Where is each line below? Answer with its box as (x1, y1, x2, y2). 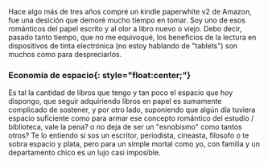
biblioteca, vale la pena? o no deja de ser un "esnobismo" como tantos (8, 122, 243, 132)
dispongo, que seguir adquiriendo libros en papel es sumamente (8, 97, 223, 106)
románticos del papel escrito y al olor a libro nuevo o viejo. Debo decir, (8, 24, 242, 33)
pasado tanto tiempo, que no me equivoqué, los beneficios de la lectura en (8, 32, 257, 42)
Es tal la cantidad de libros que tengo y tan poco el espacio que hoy (8, 88, 233, 97)
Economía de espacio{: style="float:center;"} (8, 69, 192, 80)
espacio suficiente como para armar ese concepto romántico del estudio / (8, 113, 254, 123)
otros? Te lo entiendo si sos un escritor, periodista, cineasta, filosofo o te (8, 130, 249, 140)
